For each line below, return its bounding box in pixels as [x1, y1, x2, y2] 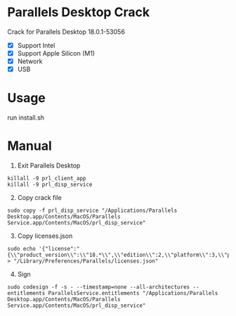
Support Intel [17, 41, 55, 49]
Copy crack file [17, 194, 62, 202]
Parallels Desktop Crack [7, 4, 150, 20]
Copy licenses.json [17, 232, 73, 240]
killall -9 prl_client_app [7, 175, 86, 182]
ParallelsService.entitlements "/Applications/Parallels [48, 290, 218, 297]
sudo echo [7, 246, 37, 253]
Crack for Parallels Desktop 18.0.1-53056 [7, 27, 125, 36]
